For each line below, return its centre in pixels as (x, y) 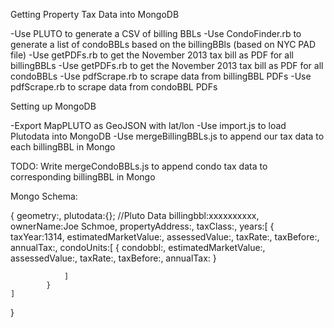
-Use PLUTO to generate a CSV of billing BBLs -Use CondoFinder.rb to (156, 33)
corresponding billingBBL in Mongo (83, 177)
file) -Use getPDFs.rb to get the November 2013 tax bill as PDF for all (152, 55)
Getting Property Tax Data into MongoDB (95, 14)
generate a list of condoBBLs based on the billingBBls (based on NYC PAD (163, 44)
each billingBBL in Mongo (63, 147)
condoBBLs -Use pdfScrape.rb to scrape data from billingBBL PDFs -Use (161, 76)
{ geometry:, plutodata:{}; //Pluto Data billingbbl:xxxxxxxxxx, (135, 215)
